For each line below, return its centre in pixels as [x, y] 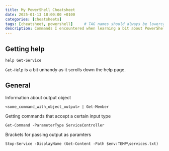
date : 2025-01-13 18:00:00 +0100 [40, 15]
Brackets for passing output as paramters [48, 134]
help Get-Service [23, 60]
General [18, 86]
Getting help [25, 49]
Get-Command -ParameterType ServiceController [55, 125]
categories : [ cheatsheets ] [33, 19]
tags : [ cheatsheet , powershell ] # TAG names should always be [76, 24]
